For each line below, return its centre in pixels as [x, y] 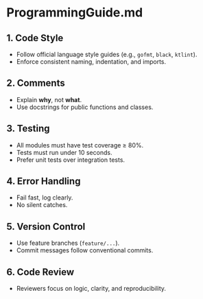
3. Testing [28, 129]
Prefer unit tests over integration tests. [70, 160]
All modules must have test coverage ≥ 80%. [80, 145]
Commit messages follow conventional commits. [85, 250]
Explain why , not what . [49, 99]
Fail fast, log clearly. [45, 198]
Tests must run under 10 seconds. [64, 152]
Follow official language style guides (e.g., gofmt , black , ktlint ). [107, 54]
